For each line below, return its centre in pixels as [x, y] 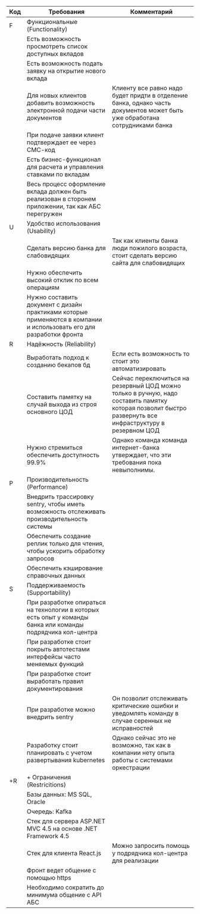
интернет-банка [136, 447]
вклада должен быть [57, 191]
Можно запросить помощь [151, 846]
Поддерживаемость [56, 585]
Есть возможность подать [65, 63]
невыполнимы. [134, 470]
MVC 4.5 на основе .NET [62, 829]
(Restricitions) [46, 784]
